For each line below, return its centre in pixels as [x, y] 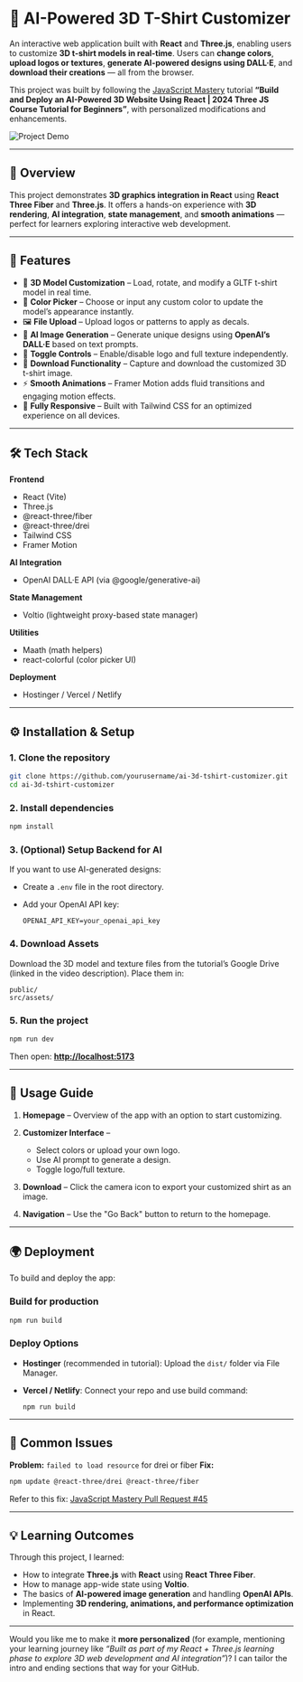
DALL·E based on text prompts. [80, 344]
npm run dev [32, 1039]
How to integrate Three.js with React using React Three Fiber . [139, 1575]
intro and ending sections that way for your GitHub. [105, 1668]
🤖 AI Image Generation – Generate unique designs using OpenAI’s [146, 335]
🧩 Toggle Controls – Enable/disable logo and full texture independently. [155, 354]
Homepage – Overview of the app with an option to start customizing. [152, 1115]
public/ [24, 989]
